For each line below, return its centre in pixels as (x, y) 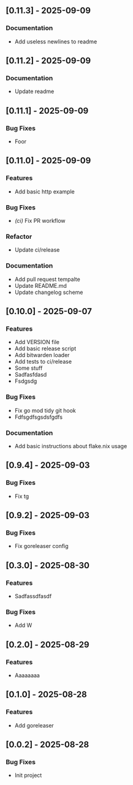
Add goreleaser (34, 725)
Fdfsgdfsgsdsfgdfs (38, 417)
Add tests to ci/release (43, 362)
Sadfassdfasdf (33, 596)
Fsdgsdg (26, 381)
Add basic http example (44, 191)
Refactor (19, 236)
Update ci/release (37, 250)
